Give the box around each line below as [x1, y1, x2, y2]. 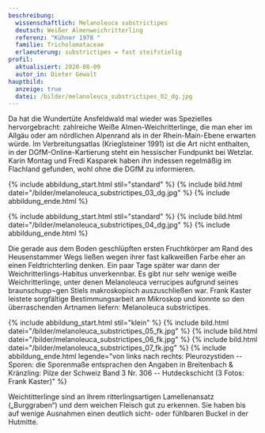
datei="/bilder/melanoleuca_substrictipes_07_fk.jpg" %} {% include [8, 343, 227, 352]
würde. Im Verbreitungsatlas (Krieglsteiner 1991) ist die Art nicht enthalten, [8, 139, 251, 149]
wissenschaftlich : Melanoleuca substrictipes [15, 19, 168, 27]
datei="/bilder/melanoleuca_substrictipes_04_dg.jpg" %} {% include [8, 220, 231, 230]
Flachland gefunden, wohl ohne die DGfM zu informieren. [8, 164, 195, 174]
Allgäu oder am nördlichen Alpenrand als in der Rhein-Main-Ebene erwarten [8, 131, 256, 141]
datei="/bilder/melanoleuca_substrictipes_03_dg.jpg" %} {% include [8, 188, 231, 198]
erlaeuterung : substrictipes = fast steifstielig [15, 48, 182, 56]
